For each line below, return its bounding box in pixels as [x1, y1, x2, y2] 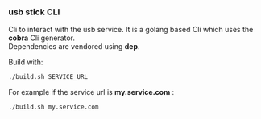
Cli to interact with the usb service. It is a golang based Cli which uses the [8, 25, 254, 35]
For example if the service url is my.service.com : [8, 88, 175, 97]
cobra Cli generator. [8, 33, 75, 43]
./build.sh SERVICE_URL [8, 73, 89, 81]
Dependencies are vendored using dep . [8, 42, 140, 51]
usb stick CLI [8, 6, 60, 18]
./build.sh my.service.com [8, 103, 99, 111]
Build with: [8, 57, 43, 67]
